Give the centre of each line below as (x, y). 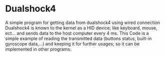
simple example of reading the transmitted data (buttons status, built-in (78, 38)
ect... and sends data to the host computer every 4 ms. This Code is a (77, 33)
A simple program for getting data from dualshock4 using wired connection (83, 22)
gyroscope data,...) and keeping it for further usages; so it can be (72, 43)
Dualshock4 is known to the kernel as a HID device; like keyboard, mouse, (81, 27)
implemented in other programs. (38, 49)
